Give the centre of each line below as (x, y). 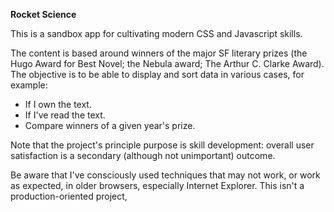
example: (29, 85)
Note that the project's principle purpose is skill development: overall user (162, 145)
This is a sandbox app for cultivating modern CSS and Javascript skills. (156, 33)
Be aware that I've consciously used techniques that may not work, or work (165, 175)
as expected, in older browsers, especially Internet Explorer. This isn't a (157, 185)
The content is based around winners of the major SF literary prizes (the (159, 53)
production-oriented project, (69, 196)
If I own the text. (58, 104)
